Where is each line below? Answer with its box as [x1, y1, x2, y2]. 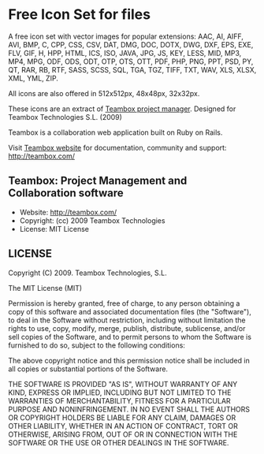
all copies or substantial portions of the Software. [8, 364, 168, 374]
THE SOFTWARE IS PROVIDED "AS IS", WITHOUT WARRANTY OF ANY [8, 379, 238, 389]
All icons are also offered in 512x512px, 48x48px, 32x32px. [8, 88, 200, 98]
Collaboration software [8, 187, 124, 200]
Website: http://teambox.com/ [19, 207, 117, 217]
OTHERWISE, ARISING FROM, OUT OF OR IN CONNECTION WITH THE [8, 430, 238, 439]
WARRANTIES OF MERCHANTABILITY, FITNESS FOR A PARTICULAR [8, 396, 231, 405]
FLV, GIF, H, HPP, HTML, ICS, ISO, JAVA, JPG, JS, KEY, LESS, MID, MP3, [8, 48, 242, 58]
